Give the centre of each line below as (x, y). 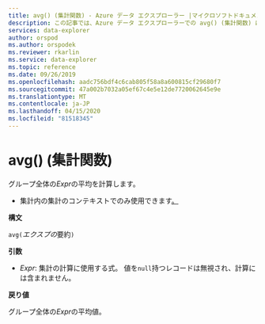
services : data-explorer (49, 30)
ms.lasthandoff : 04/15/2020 (55, 112)
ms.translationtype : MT (47, 97)
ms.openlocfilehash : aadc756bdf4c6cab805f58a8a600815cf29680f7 (115, 82)
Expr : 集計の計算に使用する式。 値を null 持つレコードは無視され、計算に (138, 268)
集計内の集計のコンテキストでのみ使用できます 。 (99, 200)
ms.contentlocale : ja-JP (49, 104)
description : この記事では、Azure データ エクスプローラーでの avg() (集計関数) (130, 23)
